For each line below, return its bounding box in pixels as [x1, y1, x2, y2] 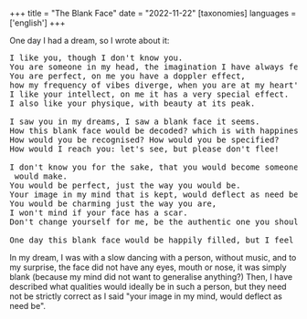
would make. [14, 171, 69, 181]
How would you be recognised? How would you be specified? [9, 135, 281, 145]
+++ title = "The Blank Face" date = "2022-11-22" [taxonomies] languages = [9, 8, 297, 18]
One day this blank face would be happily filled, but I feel [9, 235, 294, 245]
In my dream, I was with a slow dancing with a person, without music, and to [9, 252, 297, 262]
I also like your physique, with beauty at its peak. [9, 98, 256, 108]
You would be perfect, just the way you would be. [9, 180, 241, 190]
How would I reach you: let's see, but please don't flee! [9, 144, 281, 154]
